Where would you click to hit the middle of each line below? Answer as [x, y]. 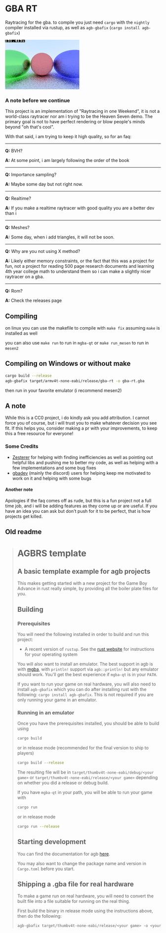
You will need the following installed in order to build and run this [83, 634]
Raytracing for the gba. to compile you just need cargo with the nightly [77, 22]
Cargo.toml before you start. [46, 869]
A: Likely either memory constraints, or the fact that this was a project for [80, 261]
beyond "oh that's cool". [30, 127]
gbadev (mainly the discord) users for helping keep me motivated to [81, 473]
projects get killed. [24, 516]
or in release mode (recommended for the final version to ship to [83, 748]
